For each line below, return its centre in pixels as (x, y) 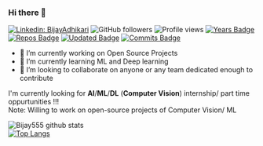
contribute (36, 78)
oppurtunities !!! (34, 102)
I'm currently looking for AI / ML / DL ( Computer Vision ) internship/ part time (129, 93)
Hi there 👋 (27, 13)
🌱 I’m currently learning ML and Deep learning (94, 61)
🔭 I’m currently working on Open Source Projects (99, 53)
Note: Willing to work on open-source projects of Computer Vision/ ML (122, 110)
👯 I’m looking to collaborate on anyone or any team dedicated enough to (136, 70)
